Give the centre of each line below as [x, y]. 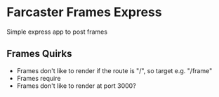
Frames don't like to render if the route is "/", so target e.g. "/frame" [114, 70]
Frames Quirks [39, 54]
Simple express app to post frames [57, 32]
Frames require [39, 78]
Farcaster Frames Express [84, 12]
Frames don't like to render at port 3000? [76, 86]
